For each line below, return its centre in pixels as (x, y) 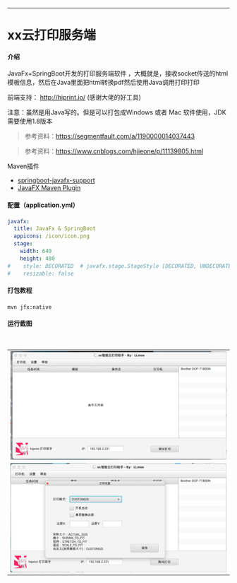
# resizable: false (41, 273)
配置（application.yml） (43, 205)
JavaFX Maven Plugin (49, 188)
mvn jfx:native (30, 307)
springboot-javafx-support (56, 180)
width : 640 (36, 252)
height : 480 (37, 259)
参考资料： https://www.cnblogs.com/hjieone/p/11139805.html (114, 151)
